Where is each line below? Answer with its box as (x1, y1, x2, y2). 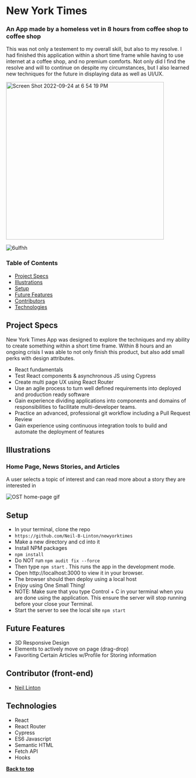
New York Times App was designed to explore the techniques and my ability (6, 336, 190, 343)
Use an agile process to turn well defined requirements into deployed (14, 384, 181, 391)
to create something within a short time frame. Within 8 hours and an (6, 342, 172, 349)
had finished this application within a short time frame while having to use (6, 51, 184, 59)
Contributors (14, 297, 46, 304)
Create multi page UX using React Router (14, 378, 114, 385)
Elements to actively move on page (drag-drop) (14, 645, 129, 652)
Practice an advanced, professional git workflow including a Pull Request (14, 409, 191, 416)
